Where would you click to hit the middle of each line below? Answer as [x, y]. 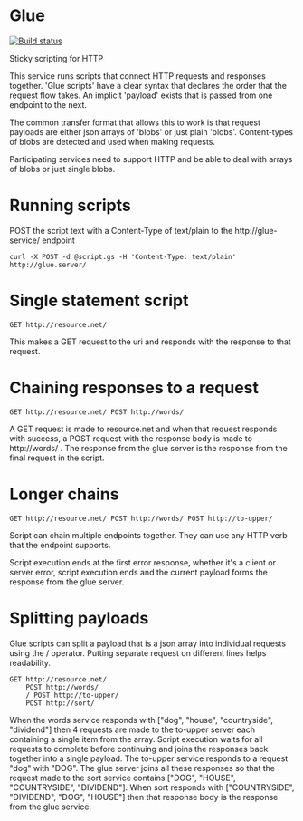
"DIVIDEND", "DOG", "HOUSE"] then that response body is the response [144, 797]
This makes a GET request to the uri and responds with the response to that [150, 342]
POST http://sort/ [60, 703]
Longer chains [64, 494]
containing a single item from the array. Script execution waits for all [136, 739]
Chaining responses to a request [134, 388]
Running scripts [70, 206]
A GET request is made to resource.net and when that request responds [143, 429]
